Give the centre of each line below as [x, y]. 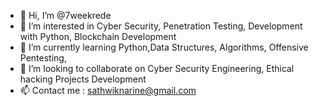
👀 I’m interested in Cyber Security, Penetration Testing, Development [161, 26]
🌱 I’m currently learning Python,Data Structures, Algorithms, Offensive [164, 47]
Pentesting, [43, 58]
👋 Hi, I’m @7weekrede [65, 15]
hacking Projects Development [83, 79]
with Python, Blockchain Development [98, 36]
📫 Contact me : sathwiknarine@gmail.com [108, 90]
